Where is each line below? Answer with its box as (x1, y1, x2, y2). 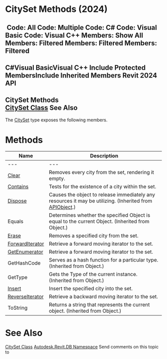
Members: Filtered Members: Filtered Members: (5, 39, 158, 47)
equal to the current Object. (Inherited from (49, 218, 150, 225)
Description (90, 152, 118, 159)
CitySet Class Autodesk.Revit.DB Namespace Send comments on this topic (5, 344, 159, 350)
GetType (7, 273, 28, 280)
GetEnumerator (7, 248, 44, 255)
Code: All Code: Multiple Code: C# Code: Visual (6, 23, 158, 32)
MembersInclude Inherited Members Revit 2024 (5, 71, 158, 80)
